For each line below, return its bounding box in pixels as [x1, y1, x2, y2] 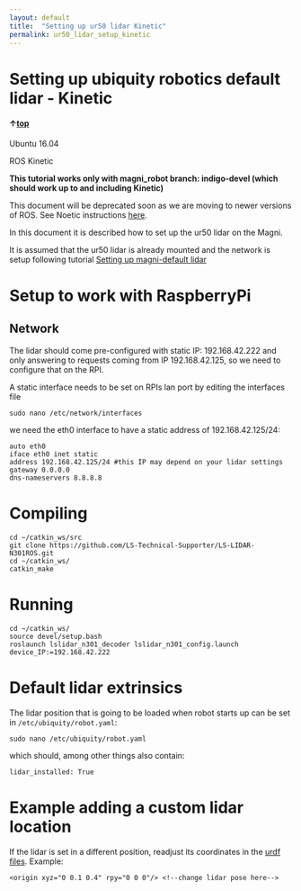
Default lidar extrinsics [9, 677, 183, 697]
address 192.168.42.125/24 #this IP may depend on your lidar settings [9, 457, 283, 466]
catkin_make [9, 564, 54, 573]
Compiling [9, 503, 88, 523]
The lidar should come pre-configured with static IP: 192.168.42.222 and [9, 345, 277, 355]
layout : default [9, 13, 70, 22]
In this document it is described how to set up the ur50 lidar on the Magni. [9, 227, 283, 238]
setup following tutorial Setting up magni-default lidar [9, 254, 207, 265]
